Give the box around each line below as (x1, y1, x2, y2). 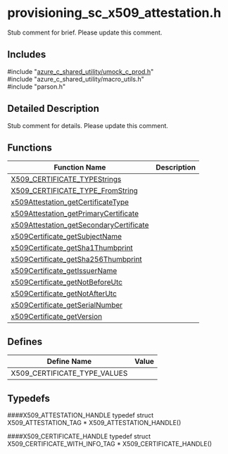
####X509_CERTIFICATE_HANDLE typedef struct (7, 432, 151, 441)
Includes (7, 49, 46, 61)
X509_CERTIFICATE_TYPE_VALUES (11, 368, 128, 378)
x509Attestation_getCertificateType (11, 197, 129, 207)
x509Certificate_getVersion (11, 312, 103, 322)
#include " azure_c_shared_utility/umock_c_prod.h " (7, 67, 154, 75)
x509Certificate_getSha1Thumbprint (11, 243, 134, 253)
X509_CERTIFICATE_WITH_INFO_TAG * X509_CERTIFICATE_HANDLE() (7, 440, 213, 448)
